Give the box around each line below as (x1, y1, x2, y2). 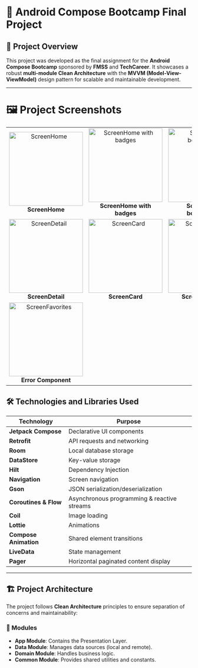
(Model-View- (146, 70, 181, 76)
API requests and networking (68, 436, 149, 445)
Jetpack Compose (9, 427, 62, 435)
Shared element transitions (68, 534, 143, 542)
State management (68, 548, 121, 556)
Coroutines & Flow (9, 498, 62, 506)
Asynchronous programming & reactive (68, 494, 177, 503)
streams (68, 501, 91, 510)
